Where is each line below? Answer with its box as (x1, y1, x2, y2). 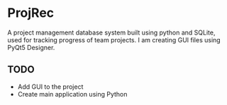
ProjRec (7, 5, 55, 21)
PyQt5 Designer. (7, 43, 55, 51)
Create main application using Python (17, 89, 128, 98)
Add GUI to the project (17, 82, 84, 91)
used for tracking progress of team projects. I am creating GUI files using (7, 35, 221, 44)
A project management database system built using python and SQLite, (7, 28, 216, 37)
